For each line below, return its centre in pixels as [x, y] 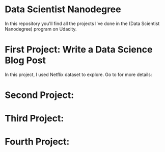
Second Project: [39, 95]
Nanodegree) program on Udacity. [41, 29]
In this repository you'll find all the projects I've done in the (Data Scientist [82, 23]
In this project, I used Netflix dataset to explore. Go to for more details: [78, 74]
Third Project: [34, 119]
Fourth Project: [37, 142]
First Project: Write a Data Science [79, 50]
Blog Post [25, 60]
